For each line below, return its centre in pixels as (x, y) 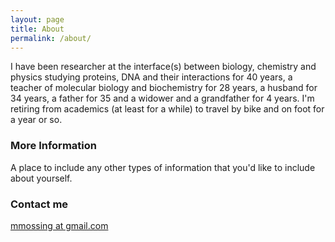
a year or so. (36, 120)
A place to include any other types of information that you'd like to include (163, 167)
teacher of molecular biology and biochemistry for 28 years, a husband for (164, 88)
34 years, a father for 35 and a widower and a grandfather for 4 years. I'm (162, 98)
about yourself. (41, 178)
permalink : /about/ (51, 38)
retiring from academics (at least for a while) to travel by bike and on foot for (167, 109)
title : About (37, 29)
